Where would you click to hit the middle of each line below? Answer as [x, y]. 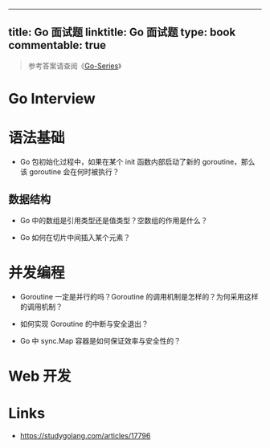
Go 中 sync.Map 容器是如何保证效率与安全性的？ [100, 340]
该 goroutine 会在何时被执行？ [70, 171]
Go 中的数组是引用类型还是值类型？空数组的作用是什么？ [114, 220]
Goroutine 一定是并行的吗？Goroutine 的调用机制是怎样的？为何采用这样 [139, 296]
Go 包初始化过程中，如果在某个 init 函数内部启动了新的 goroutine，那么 [137, 161]
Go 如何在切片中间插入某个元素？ [75, 237]
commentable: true [57, 45]
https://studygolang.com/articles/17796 [85, 435]
